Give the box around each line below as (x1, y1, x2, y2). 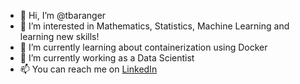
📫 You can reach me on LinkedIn (19, 63, 158, 75)
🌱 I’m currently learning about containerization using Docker (19, 41, 268, 53)
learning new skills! (19, 31, 100, 42)
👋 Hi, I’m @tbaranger (19, 10, 107, 21)
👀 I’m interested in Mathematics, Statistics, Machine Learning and (19, 20, 290, 32)
